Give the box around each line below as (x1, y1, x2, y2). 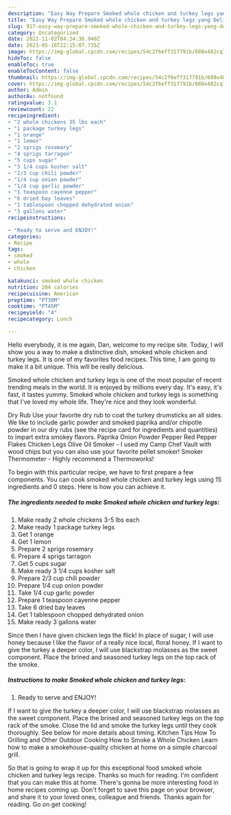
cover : (8, 80, 27, 87)
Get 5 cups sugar (17, 559, 67, 567)
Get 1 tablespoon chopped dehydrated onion (17, 610, 144, 619)
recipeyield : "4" (8, 310, 58, 317)
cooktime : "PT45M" (8, 303, 60, 310)
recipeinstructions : (8, 214, 67, 221)
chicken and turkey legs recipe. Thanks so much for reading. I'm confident (8, 770, 219, 779)
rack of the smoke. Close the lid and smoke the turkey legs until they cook (8, 721, 217, 729)
